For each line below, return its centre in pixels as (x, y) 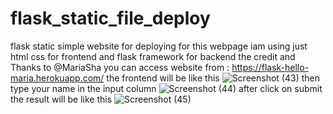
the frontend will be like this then (213, 78)
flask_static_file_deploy (110, 18)
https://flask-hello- (270, 67)
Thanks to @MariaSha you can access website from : (120, 67)
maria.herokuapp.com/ (57, 78)
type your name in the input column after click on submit (166, 88)
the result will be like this (61, 99)
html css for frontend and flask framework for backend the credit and (153, 56)
